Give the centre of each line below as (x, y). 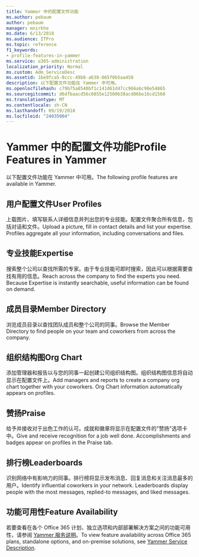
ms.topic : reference (32, 45)
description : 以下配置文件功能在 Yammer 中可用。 (63, 83)
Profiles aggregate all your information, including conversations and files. (95, 233)
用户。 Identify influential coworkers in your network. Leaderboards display (97, 485)
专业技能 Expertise (40, 253)
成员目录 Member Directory (56, 309)
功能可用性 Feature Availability (62, 512)
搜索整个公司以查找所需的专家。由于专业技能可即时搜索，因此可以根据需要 (97, 268)
